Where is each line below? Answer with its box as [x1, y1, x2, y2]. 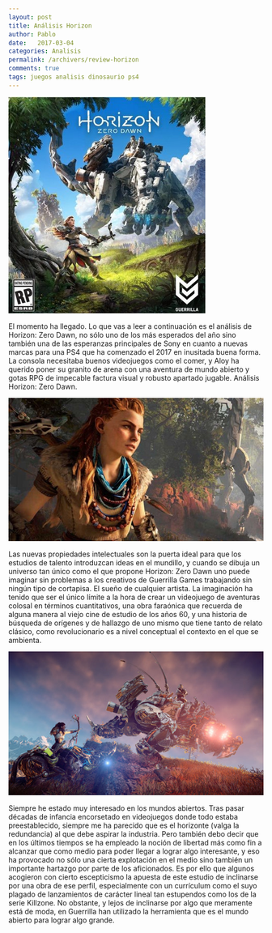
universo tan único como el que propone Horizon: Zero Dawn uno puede [8, 567, 250, 577]
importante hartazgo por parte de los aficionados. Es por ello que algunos [8, 863, 255, 873]
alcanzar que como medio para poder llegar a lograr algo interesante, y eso [8, 846, 261, 856]
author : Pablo [8, 30, 57, 38]
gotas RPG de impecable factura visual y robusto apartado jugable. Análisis [8, 373, 260, 382]
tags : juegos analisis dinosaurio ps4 [8, 73, 139, 81]
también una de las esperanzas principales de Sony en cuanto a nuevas [8, 339, 249, 348]
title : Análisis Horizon [8, 21, 92, 30]
